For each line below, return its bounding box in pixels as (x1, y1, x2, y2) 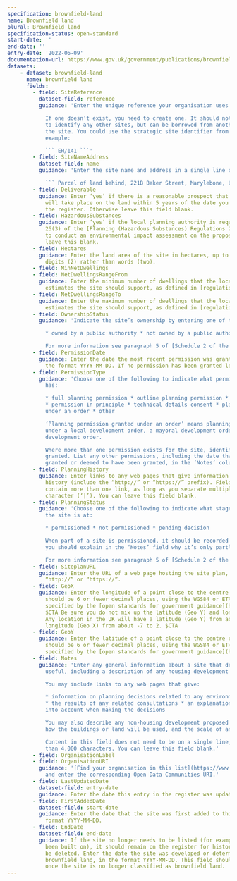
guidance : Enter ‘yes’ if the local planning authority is (38, 219, 217, 226)
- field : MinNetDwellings (32, 265, 109, 272)
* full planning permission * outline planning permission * (44, 395, 229, 402)
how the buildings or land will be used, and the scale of (44, 725, 222, 733)
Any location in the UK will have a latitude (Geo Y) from (44, 615, 222, 622)
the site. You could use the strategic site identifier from (44, 128, 229, 135)
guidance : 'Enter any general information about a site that (38, 661, 222, 668)
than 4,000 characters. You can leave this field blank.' (44, 745, 219, 752)
